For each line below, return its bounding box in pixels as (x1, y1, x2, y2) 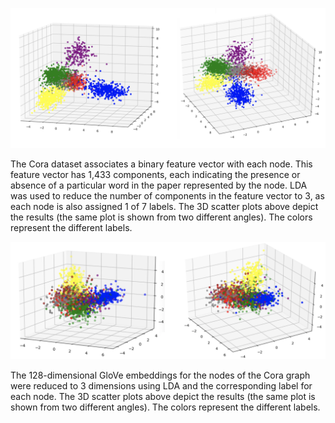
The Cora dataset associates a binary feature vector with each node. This (10, 158, 313, 170)
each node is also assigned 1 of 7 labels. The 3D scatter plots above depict (10, 201, 319, 213)
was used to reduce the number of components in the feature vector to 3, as (10, 190, 325, 202)
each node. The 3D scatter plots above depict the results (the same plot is (10, 391, 316, 403)
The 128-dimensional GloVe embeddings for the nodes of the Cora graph (10, 369, 311, 382)
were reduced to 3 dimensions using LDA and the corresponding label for (10, 380, 313, 392)
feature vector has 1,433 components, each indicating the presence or (10, 169, 301, 181)
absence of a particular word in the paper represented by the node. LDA (10, 179, 308, 192)
